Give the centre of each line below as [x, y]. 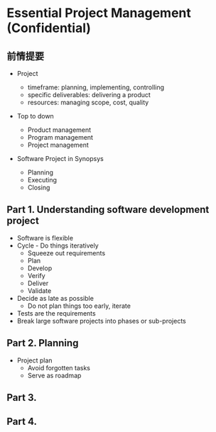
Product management [59, 130]
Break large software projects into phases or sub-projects [101, 321]
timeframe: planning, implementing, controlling [96, 87]
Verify [36, 275]
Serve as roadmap [54, 375]
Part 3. [22, 398]
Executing [42, 180]
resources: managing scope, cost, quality [88, 102]
